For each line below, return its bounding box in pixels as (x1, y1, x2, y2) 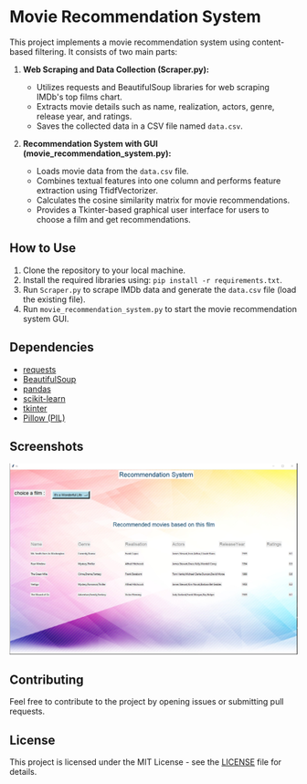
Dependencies (9, 340, 94, 355)
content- (251, 37, 285, 47)
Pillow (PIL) (22, 413, 66, 423)
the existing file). (22, 294, 86, 305)
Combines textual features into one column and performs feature (36, 175, 281, 186)
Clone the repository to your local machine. (22, 265, 185, 276)
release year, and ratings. (36, 110, 132, 121)
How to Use (9, 240, 77, 256)
